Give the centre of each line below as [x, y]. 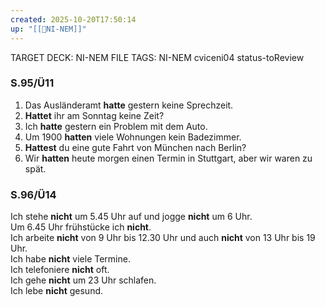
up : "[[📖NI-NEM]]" [48, 29]
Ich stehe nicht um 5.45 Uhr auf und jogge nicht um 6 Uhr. [131, 217]
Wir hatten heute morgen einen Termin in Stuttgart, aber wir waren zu [168, 158]
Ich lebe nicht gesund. [57, 291]
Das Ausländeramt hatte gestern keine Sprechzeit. [129, 105]
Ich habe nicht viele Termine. [70, 259]
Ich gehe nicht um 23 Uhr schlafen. [83, 280]
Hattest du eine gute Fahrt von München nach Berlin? [135, 147]
